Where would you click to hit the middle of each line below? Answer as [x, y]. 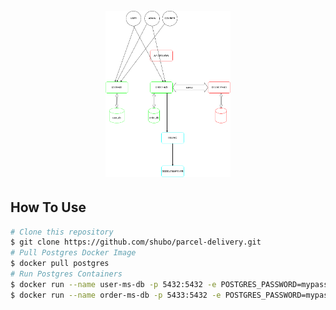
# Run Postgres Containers [66, 274]
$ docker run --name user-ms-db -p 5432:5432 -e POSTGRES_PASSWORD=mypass [169, 284]
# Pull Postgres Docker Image [73, 253]
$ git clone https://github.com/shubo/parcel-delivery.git [136, 242]
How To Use [48, 207]
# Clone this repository [62, 232]
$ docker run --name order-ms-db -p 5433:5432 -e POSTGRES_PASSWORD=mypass [171, 295]
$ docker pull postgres [60, 264]
